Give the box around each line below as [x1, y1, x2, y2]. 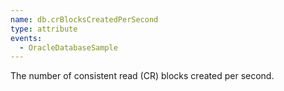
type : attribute [10, 24, 78, 34]
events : [10, 33, 43, 43]
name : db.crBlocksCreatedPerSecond [10, 14, 159, 25]
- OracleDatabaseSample [19, 42, 118, 53]
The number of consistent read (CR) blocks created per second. [10, 70, 275, 82]
